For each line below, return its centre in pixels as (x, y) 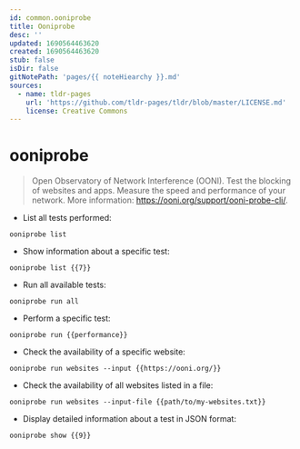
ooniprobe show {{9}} (50, 436)
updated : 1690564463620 (55, 43)
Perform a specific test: (66, 318)
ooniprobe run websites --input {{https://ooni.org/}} (115, 369)
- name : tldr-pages (55, 94)
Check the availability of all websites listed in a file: (118, 385)
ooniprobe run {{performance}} (69, 335)
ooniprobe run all (44, 302)
